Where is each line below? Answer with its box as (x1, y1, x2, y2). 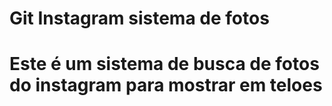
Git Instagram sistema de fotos (9, 7, 270, 30)
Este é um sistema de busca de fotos (9, 53, 320, 76)
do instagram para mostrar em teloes (9, 74, 323, 97)
